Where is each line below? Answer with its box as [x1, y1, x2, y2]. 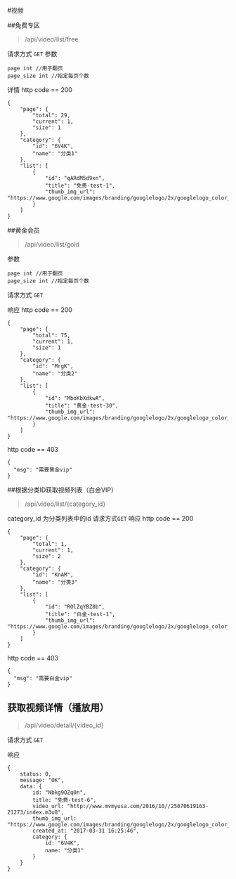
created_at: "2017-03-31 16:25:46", [32, 827, 140, 834]
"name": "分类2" [32, 370, 78, 377]
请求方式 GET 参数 [7, 50, 58, 58]
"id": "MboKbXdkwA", [44, 395, 105, 402]
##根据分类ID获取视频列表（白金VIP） [7, 486, 117, 494]
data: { [20, 783, 42, 790]
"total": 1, [32, 540, 68, 547]
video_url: [32, 802, 65, 809]
